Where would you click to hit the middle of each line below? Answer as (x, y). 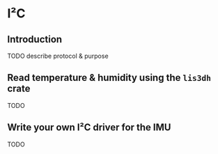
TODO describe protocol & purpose (58, 56)
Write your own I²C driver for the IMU (89, 128)
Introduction (35, 39)
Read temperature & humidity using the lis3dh (109, 78)
